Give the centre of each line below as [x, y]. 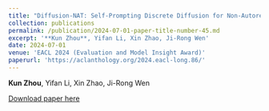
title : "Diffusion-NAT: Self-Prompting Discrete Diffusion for [116, 16]
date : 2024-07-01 [37, 46]
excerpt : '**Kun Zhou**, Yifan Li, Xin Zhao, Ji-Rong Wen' [109, 38]
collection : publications [51, 23]
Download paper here [44, 98]
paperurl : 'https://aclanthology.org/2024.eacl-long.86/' [107, 61]
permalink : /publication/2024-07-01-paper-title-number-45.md [114, 30]
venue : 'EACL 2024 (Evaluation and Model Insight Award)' [107, 53]
